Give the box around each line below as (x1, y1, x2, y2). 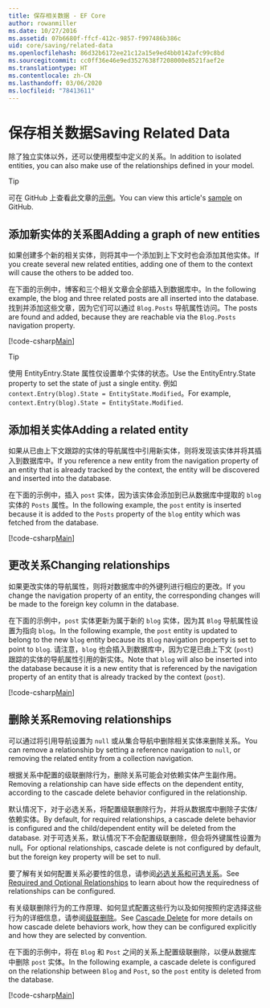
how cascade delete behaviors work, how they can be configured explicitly (8, 922, 257, 932)
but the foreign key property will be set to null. (8, 852, 162, 862)
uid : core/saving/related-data (8, 42, 113, 50)
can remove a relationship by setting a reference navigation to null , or (8, 745, 241, 755)
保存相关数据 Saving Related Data (8, 124, 231, 142)
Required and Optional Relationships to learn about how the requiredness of (8, 878, 260, 887)
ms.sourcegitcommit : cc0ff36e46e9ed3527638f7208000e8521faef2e (8, 57, 225, 65)
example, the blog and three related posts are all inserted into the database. (8, 294, 259, 303)
